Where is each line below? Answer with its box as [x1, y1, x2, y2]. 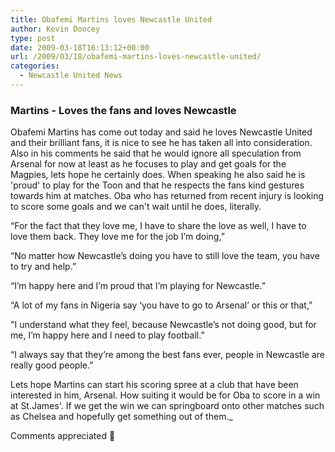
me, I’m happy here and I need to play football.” [10, 329, 205, 341]
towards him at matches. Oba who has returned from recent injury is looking [10, 190, 325, 202]
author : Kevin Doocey [10, 24, 101, 34]
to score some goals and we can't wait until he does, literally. [10, 201, 262, 213]
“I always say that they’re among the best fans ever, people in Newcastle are [10, 349, 325, 361]
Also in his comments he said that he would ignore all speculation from [10, 147, 302, 160]
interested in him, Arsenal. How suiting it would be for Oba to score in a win [10, 389, 321, 401]
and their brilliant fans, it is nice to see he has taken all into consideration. [10, 137, 313, 149]
